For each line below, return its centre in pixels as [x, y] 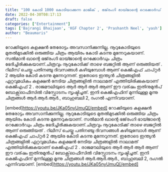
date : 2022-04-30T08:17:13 [33, 14]
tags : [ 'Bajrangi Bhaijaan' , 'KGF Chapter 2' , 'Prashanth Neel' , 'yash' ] [84, 28]
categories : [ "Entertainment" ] [38, 24]
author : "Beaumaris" [27, 33]
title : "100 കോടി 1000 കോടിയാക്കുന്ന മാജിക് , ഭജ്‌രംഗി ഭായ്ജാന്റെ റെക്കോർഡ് [83, 10]
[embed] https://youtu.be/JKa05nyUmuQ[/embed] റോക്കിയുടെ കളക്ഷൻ [78, 108]
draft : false [19, 19]
